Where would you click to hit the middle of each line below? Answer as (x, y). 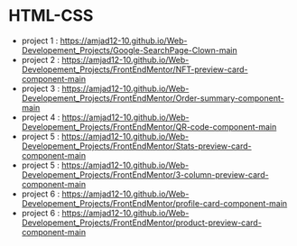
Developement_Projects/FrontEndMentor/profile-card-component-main (154, 203)
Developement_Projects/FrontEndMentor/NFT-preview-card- (135, 69)
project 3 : (41, 88)
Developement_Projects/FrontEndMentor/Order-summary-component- (153, 98)
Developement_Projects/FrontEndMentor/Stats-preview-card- (136, 146)
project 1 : (40, 41)
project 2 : (41, 59)
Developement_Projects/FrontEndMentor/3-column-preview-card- (145, 174)
